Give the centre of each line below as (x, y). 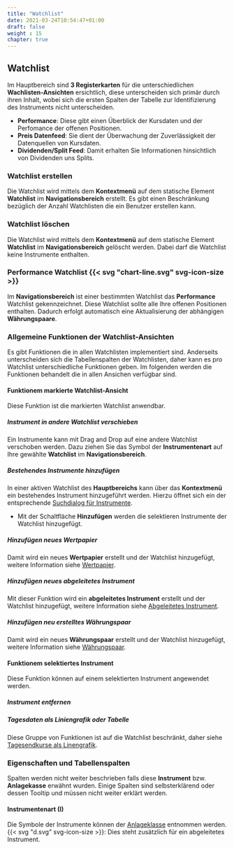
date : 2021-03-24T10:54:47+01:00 (56, 20)
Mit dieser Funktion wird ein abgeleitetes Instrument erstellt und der (107, 599)
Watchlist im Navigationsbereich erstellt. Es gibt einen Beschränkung (108, 199)
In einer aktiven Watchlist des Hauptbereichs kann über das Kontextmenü (115, 488)
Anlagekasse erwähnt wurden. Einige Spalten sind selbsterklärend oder (111, 786)
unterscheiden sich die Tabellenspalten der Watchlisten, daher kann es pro (115, 359)
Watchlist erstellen (40, 176)
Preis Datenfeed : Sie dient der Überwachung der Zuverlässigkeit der (116, 135)
